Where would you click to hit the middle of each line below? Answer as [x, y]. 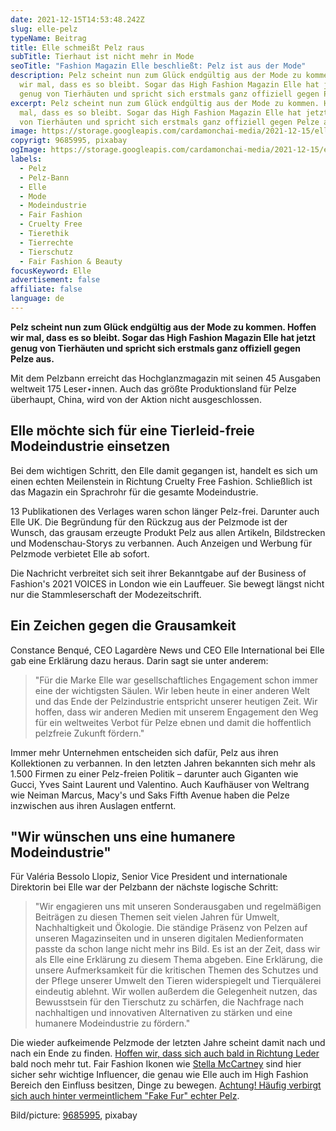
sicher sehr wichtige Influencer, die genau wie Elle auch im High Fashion [159, 1075]
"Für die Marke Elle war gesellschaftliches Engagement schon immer [176, 680]
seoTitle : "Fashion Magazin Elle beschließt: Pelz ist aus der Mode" [158, 66]
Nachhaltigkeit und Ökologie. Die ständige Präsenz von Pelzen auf [171, 928]
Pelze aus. [32, 358]
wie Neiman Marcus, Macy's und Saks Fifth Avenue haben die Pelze [150, 795]
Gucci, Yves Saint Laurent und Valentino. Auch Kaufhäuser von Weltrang [160, 784]
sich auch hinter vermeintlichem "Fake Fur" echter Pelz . [125, 1096]
